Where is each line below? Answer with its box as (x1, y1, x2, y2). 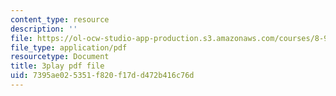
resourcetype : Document (10, 52, 110, 62)
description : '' (10, 24, 78, 34)
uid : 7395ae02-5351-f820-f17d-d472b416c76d (10, 71, 195, 81)
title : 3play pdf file (10, 61, 105, 71)
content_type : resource (10, 14, 110, 25)
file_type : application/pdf (10, 42, 128, 53)
